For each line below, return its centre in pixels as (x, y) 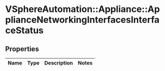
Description (59, 63)
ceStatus (24, 30)
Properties (22, 49)
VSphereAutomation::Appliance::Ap (82, 9)
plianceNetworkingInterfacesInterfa (82, 20)
